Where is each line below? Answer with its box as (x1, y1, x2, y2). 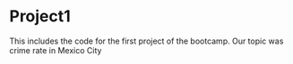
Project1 (9, 6, 72, 27)
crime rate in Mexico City (9, 44, 102, 55)
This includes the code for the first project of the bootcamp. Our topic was (9, 36, 284, 46)
